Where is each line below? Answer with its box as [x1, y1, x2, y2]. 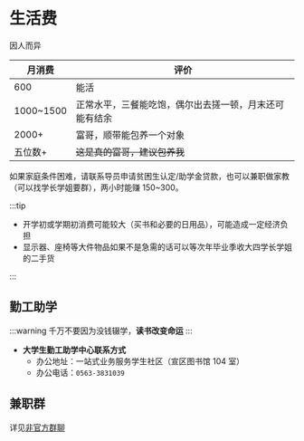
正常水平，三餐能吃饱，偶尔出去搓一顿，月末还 [75, 98, 276, 110]
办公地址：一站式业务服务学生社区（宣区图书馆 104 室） [35, 355, 245, 367]
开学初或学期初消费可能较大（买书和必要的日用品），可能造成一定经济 [22, 218, 280, 229]
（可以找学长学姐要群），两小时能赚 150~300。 [9, 182, 184, 193]
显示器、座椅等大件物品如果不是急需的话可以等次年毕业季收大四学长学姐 [22, 241, 292, 252]
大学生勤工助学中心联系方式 [22, 344, 127, 355]
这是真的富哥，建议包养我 [75, 146, 185, 158]
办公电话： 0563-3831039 [35, 367, 125, 378]
